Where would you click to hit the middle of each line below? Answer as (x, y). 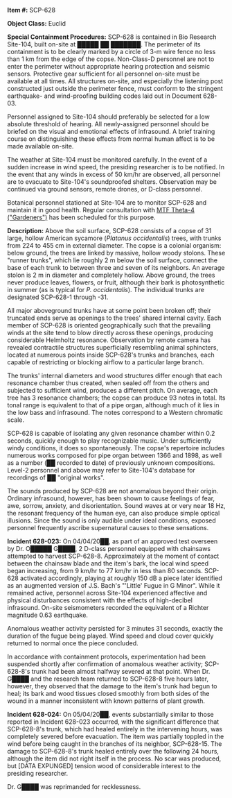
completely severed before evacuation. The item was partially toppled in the (116, 736)
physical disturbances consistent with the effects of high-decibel (100, 600)
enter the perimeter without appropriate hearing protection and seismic (108, 66)
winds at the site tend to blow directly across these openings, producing (110, 333)
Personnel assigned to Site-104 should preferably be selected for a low (108, 117)
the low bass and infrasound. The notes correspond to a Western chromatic (115, 413)
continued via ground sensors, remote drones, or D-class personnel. (105, 189)
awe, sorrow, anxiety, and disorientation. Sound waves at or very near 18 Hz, (116, 506)
